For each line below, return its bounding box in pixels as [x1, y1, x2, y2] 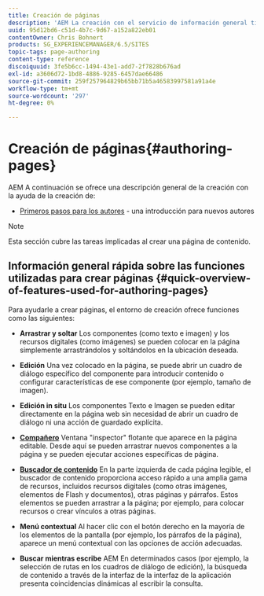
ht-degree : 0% [8, 99, 55, 107]
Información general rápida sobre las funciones [8, 259, 245, 273]
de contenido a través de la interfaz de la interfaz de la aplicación [19, 570, 232, 579]
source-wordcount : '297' [8, 92, 90, 100]
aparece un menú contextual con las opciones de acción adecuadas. [19, 538, 243, 547]
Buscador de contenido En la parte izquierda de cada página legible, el [19, 465, 251, 474]
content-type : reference [8, 56, 90, 64]
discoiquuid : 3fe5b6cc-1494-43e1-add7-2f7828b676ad [8, 63, 181, 71]
